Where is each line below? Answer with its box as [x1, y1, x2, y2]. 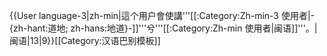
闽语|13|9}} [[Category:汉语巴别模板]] [9, 35, 161, 46]
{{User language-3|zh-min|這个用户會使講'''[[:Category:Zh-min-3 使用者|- [9, 10, 316, 21]
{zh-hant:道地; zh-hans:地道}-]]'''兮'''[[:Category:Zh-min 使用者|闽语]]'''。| [9, 22, 318, 34]
